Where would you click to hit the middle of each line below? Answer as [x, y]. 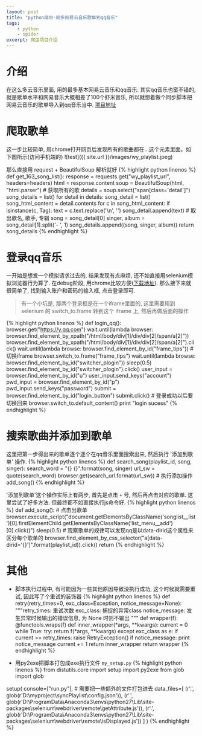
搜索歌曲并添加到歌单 [59, 436]
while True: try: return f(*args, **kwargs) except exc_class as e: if [96, 631]
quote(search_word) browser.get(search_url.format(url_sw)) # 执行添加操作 [99, 476]
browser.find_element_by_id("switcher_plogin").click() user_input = [90, 369]
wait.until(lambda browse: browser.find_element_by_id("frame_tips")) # [106, 349]
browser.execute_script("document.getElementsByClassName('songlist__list [101, 517]
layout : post [23, 12]
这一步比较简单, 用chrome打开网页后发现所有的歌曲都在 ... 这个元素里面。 [96, 149]
